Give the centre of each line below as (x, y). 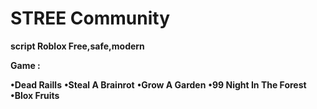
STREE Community (90, 18)
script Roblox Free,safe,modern (77, 46)
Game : (25, 65)
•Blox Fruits (35, 95)
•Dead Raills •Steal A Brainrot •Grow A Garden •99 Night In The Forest (158, 84)
